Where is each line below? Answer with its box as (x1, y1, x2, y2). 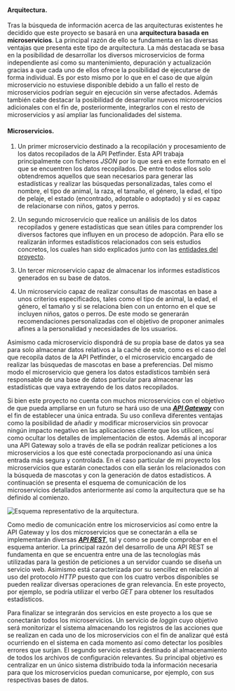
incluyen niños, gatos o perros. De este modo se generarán (17, 309, 189, 318)
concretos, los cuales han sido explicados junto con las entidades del (17, 246, 219, 254)
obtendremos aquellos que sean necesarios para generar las (17, 172, 194, 180)
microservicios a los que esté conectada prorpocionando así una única (7, 449, 213, 457)
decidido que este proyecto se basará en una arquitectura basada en (7, 29, 209, 37)
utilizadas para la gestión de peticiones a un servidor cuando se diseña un (7, 558, 222, 566)
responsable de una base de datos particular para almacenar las (7, 375, 194, 384)
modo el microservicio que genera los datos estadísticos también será (7, 368, 210, 377)
